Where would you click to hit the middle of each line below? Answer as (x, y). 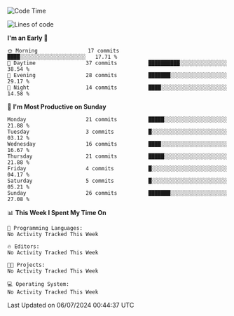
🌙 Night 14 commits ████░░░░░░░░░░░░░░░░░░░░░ (117, 88)
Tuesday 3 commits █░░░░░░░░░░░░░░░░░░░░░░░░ (117, 132)
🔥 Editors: (23, 247)
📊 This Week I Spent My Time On (57, 213)
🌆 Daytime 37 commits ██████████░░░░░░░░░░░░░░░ (117, 63)
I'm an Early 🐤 (28, 38)
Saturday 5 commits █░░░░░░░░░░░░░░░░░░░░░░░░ (117, 181)
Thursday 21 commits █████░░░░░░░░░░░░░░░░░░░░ (117, 156)
